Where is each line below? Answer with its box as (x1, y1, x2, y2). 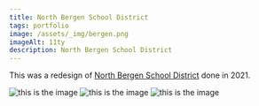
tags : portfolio (9, 21, 69, 30)
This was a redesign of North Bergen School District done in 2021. (9, 70, 251, 80)
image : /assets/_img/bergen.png (9, 29, 129, 38)
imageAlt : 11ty (9, 37, 66, 47)
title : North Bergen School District (9, 12, 149, 22)
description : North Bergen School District (9, 46, 173, 55)
